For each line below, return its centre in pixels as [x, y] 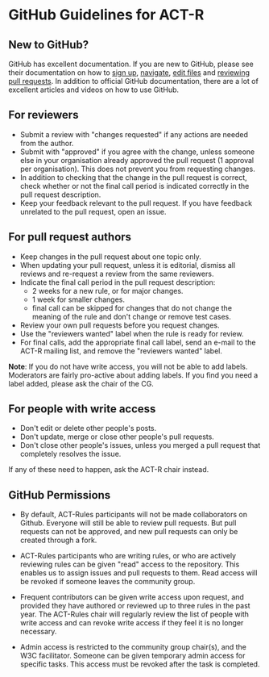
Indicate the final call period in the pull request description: [118, 282]
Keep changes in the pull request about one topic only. [110, 257]
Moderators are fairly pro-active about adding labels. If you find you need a [133, 375]
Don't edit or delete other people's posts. [88, 428]
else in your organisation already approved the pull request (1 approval [137, 160]
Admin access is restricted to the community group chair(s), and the [133, 647]
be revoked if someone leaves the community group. [108, 582]
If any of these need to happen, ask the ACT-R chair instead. [109, 470]
